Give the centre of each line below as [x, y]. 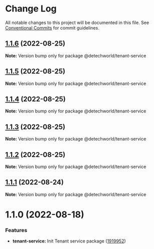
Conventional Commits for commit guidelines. [52, 27]
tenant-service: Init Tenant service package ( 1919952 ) [69, 241]
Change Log [31, 9]
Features [16, 230]
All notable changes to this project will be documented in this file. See [77, 22]
